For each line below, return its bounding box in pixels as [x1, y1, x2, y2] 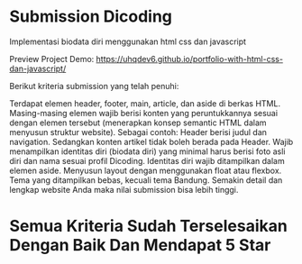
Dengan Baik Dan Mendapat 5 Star [9, 235, 271, 256]
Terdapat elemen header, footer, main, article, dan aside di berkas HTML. [9, 97, 281, 109]
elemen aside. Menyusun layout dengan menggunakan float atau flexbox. [9, 165, 282, 176]
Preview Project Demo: [9, 53, 95, 64]
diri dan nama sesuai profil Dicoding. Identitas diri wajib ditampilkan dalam [9, 155, 286, 166]
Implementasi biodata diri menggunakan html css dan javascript [9, 36, 246, 47]
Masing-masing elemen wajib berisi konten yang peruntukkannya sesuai [9, 107, 278, 118]
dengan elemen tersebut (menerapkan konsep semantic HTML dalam [9, 117, 268, 128]
